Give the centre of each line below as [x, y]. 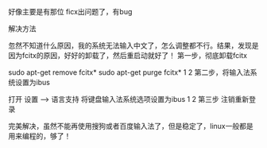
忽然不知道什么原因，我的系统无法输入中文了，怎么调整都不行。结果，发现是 [133, 45]
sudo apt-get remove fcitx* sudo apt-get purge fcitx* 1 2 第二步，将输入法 [129, 72]
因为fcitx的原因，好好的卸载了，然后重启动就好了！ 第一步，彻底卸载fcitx [128, 55]
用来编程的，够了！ [40, 136]
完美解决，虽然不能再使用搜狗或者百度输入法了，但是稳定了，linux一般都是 [131, 126]
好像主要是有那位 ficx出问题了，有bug [70, 12]
